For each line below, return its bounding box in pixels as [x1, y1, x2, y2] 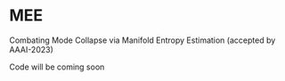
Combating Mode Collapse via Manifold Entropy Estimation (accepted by [9, 35, 276, 45]
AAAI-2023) [9, 44, 53, 54]
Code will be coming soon [9, 61, 105, 72]
